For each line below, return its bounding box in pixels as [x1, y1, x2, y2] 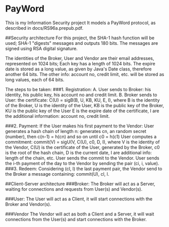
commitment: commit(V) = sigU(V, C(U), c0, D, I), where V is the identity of [5, 139, 160, 145]
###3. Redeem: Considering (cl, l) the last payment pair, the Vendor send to [5, 166, 162, 172]
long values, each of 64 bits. [5, 77, 65, 83]
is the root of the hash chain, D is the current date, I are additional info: [5, 149, 152, 156]
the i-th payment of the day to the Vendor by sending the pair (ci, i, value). [5, 160, 159, 166]
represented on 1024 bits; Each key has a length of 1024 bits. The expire [5, 60, 155, 66]
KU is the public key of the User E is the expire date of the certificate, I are [5, 108, 159, 114]
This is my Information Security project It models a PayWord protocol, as [5, 20, 156, 26]
